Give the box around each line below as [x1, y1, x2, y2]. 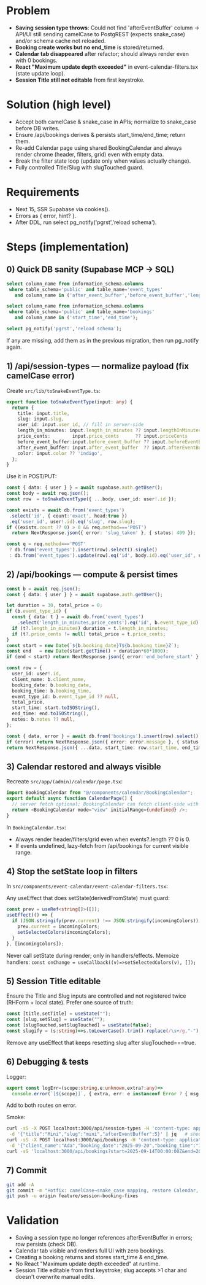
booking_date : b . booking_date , [12, 682, 92, 688]
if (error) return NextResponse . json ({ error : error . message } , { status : [6, 739, 202, 745]
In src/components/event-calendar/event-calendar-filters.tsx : [6, 882, 168, 890]
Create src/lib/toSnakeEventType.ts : [6, 387, 101, 394]
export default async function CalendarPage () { [6, 796, 133, 802]
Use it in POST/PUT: [6, 473, 57, 480]
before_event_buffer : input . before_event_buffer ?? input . [17, 438, 169, 445]
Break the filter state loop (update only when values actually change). [15, 157, 191, 165]
